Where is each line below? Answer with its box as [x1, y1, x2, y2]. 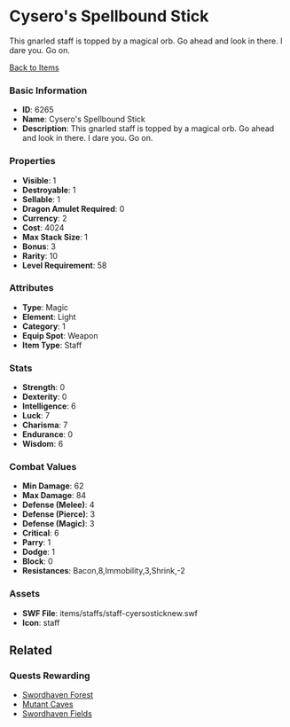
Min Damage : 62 [21, 481, 84, 491]
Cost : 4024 [21, 222, 65, 232]
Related [9, 643, 53, 658]
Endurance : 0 [21, 429, 74, 440]
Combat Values [9, 461, 77, 473]
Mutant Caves [21, 699, 74, 710]
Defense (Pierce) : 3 [21, 509, 96, 520]
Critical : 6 [21, 528, 59, 538]
